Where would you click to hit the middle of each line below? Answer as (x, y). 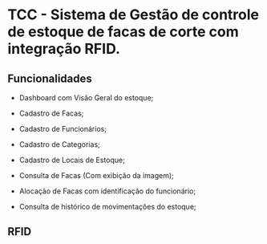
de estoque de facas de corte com (123, 32)
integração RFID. (64, 49)
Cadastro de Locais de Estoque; (72, 160)
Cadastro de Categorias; (60, 144)
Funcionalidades (50, 78)
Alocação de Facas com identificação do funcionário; (107, 191)
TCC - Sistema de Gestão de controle (133, 15)
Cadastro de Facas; (51, 113)
